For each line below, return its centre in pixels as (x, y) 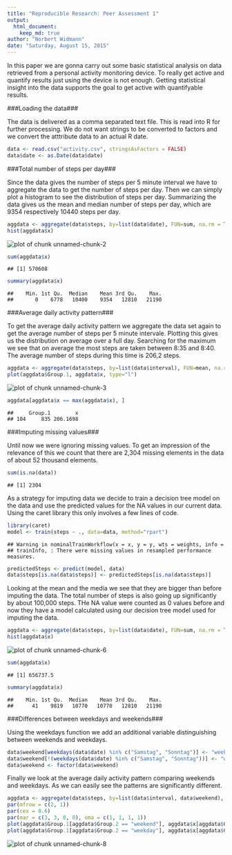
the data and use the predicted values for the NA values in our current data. (115, 505)
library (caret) (29, 525)
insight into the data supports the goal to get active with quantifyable (105, 88)
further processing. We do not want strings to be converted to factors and (112, 129)
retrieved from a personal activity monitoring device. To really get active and (116, 73)
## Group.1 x (43, 413)
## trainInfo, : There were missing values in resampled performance (109, 550)
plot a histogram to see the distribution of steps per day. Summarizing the (112, 197)
